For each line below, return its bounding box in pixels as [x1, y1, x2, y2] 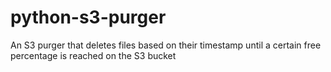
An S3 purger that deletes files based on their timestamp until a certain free [10, 39, 322, 51]
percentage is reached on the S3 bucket [10, 49, 177, 61]
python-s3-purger [10, 6, 167, 29]
